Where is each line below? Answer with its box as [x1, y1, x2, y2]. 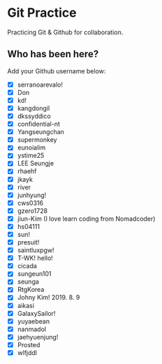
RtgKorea [17, 285, 45, 294]
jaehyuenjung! [17, 333, 59, 341]
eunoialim [17, 143, 46, 152]
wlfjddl [17, 348, 37, 357]
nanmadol [17, 325, 47, 333]
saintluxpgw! [17, 246, 54, 254]
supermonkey [17, 136, 57, 144]
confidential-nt [17, 120, 61, 129]
